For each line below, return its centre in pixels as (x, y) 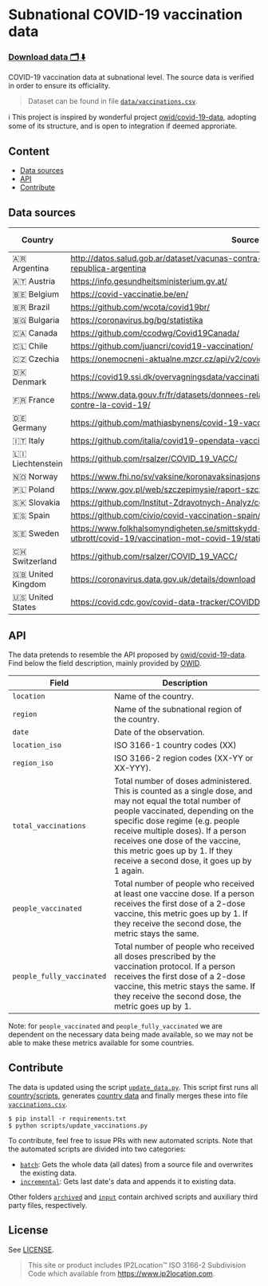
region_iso (33, 763)
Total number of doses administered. (183, 781)
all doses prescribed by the (165, 956)
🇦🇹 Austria (34, 281)
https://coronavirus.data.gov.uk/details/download (163, 580)
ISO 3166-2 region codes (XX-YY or (184, 757)
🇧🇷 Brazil (31, 307)
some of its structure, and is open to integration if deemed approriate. (123, 126)
